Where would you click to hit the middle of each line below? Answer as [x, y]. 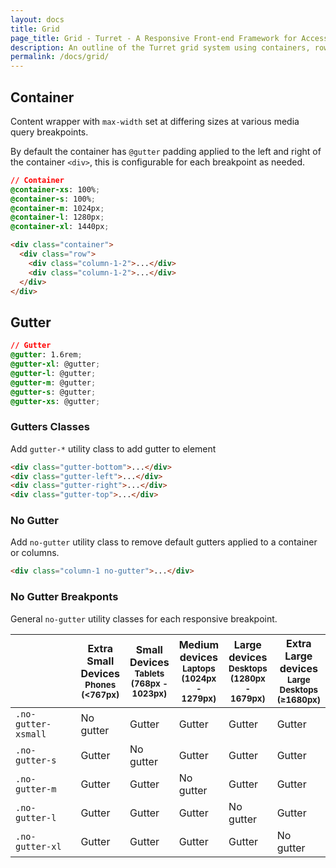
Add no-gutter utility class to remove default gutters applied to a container [164, 542]
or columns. [35, 553]
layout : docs [37, 19]
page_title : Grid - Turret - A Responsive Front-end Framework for [154, 38]
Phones [100, 684]
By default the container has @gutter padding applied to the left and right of [166, 151]
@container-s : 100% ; [53, 199]
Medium [199, 644]
